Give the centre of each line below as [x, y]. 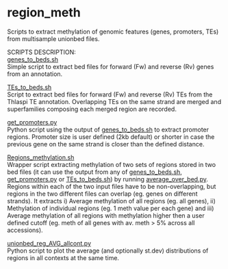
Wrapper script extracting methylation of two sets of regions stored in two [112, 164]
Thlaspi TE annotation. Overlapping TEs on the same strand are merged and [114, 101]
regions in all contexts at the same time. [63, 257]
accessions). [25, 230]
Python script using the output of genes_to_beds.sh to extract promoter [108, 129]
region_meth [44, 13]
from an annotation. [35, 74]
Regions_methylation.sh [41, 157]
